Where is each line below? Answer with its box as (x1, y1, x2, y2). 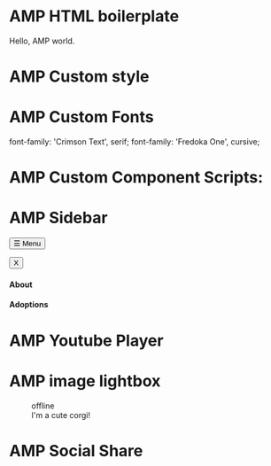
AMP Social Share (9, 440, 143, 461)
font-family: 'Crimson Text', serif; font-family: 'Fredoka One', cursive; (9, 136, 260, 147)
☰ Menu (13, 239, 42, 249)
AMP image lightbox (9, 370, 161, 391)
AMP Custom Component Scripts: (9, 167, 264, 188)
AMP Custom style (9, 66, 150, 87)
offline (31, 400, 55, 411)
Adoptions (9, 299, 49, 310)
